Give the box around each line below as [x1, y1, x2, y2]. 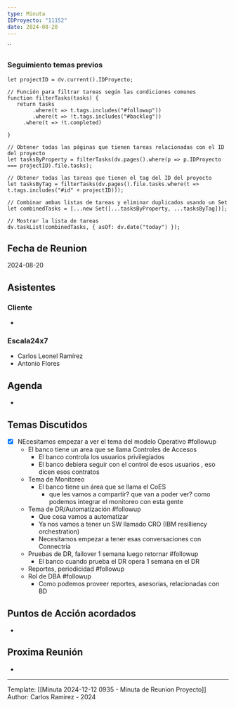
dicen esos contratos [38, 468, 100, 476]
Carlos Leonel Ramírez [17, 352, 83, 360]
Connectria [38, 542, 71, 551]
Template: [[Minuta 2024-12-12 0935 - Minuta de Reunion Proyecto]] [7, 685, 206, 694]
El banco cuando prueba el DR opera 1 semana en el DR [38, 557, 200, 566]
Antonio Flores [17, 359, 60, 368]
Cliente [7, 303, 33, 312]
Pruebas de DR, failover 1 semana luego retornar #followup [27, 550, 199, 558]
